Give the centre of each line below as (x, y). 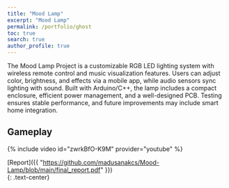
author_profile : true (39, 46)
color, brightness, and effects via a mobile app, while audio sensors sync (112, 80)
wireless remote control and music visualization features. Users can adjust (114, 73)
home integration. (32, 110)
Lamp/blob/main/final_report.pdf (54, 170)
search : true (26, 40)
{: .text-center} (29, 177)
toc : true (22, 33)
